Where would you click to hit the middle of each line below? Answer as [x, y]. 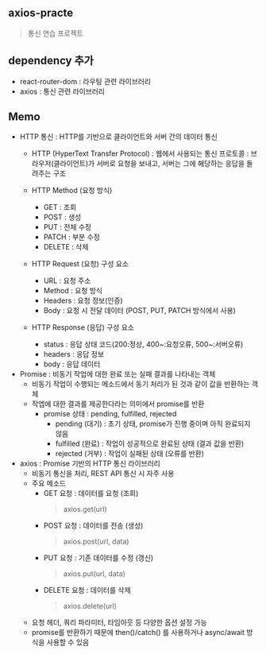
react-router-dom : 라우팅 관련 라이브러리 [85, 81]
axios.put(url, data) [94, 574]
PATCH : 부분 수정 [72, 237]
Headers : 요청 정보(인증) [83, 300]
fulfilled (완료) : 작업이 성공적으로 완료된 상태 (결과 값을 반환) [150, 443]
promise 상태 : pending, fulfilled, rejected [110, 414]
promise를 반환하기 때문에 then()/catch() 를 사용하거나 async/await [138, 633]
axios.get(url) [85, 509]
